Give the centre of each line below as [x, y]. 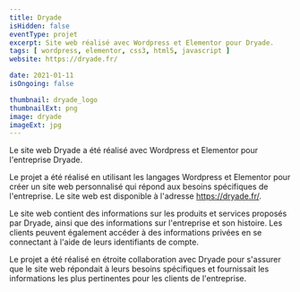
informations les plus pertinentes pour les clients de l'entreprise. [128, 279]
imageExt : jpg [36, 125]
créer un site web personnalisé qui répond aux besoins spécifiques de [139, 187]
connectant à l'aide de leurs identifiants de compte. [104, 242]
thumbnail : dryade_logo [54, 99]
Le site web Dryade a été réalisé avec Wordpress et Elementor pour [133, 150]
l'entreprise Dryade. [46, 160]
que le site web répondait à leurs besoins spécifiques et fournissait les [139, 269]
